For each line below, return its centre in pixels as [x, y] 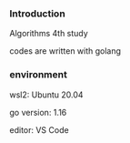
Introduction [37, 14]
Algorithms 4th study [49, 34]
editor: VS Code [40, 129]
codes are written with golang [65, 51]
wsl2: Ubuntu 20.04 [46, 95]
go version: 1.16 [38, 112]
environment [39, 75]
